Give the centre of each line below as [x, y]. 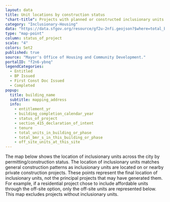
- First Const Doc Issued [37, 81]
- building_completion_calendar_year [54, 114]
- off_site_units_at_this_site [47, 142]
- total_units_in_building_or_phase [53, 132]
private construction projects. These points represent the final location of [81, 173]
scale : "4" [17, 43]
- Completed [23, 85]
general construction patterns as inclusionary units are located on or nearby [84, 167]
